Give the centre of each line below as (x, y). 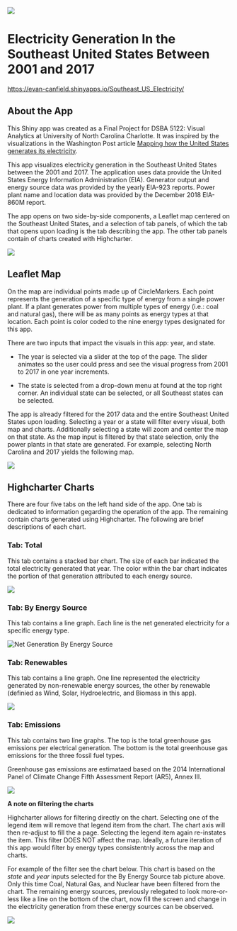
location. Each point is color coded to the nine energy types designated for (116, 321)
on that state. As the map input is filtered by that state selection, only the (113, 437)
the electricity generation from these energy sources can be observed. (111, 906)
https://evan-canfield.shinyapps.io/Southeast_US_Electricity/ (96, 89)
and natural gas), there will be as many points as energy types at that (108, 314)
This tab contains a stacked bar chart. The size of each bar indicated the (113, 561)
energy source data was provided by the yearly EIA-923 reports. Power (111, 187)
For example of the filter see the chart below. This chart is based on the (111, 869)
